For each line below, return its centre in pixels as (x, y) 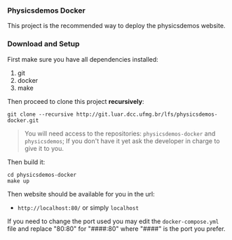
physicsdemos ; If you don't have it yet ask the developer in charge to (122, 141)
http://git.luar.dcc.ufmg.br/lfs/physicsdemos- (147, 114)
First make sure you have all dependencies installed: (83, 59)
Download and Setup (43, 44)
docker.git (23, 120)
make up (19, 181)
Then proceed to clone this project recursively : (76, 101)
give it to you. (44, 148)
